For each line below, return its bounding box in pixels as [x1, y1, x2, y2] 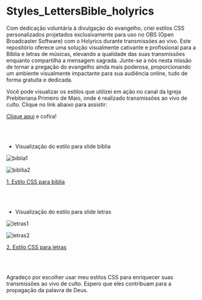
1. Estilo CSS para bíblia [6, 178, 66, 185]
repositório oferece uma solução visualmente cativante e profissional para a [6, 44, 196, 51]
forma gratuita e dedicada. [6, 76, 73, 83]
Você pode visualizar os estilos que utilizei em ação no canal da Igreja [6, 88, 181, 95]
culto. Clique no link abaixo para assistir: [6, 100, 107, 108]
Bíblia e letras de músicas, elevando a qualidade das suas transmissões [6, 50, 185, 57]
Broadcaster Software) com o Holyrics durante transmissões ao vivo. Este [6, 37, 191, 44]
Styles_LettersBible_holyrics [6, 4, 155, 18]
